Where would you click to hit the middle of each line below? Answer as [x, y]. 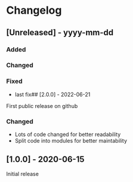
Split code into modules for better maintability [71, 141]
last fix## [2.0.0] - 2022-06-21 [52, 94]
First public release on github [42, 106]
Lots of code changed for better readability [68, 134]
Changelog [34, 10]
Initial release [22, 174]
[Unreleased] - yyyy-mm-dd [60, 33]
